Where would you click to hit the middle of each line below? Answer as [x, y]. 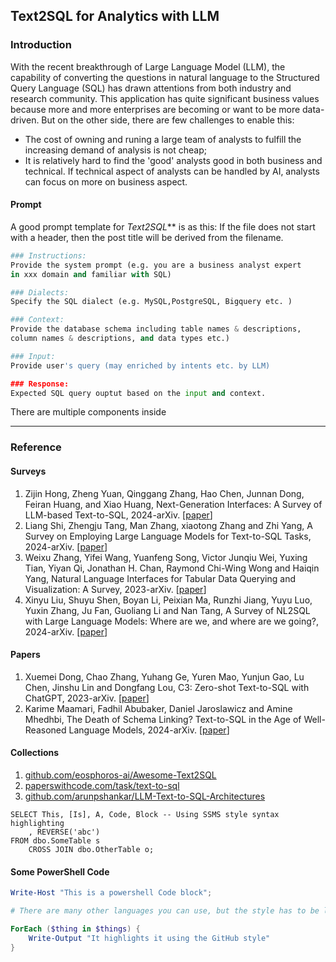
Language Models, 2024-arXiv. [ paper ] [149, 730]
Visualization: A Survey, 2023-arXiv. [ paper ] [115, 589]
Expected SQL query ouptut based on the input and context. [138, 393]
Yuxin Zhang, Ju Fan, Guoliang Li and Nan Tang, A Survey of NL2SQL [167, 610]
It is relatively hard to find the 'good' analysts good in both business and [173, 160]
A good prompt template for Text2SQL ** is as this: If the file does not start [163, 226]
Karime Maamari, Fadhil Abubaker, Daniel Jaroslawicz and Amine [158, 708]
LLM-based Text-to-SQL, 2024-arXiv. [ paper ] [118, 515]
